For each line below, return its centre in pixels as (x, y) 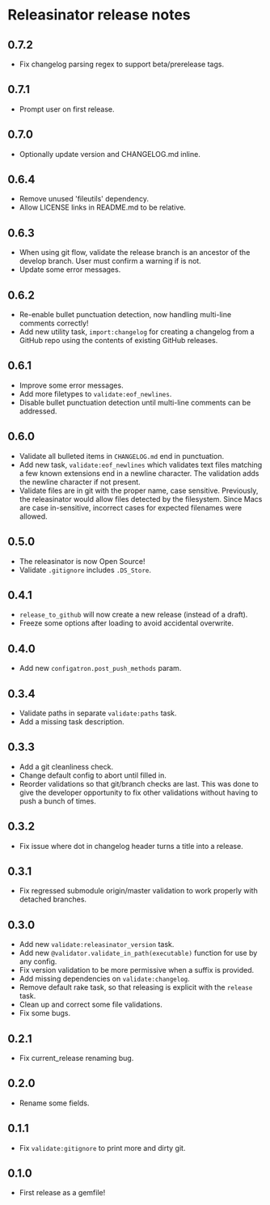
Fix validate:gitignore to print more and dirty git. (102, 1148)
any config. (38, 961)
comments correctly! (54, 323)
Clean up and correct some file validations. (91, 1004)
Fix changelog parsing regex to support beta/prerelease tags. (121, 64)
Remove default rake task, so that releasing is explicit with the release (136, 987)
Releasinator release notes (99, 15)
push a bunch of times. (57, 801)
